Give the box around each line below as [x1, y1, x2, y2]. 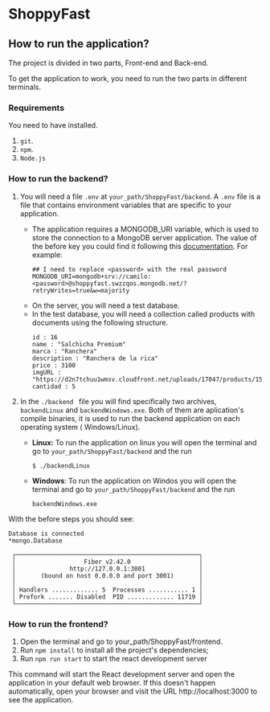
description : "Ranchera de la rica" [31, 354, 159, 362]
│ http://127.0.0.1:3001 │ [11, 564, 203, 573]
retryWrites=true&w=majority [31, 286, 130, 294]
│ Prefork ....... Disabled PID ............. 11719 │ [11, 592, 203, 601]
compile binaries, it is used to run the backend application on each [19, 413, 241, 423]
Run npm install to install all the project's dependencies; [19, 644, 209, 655]
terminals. [8, 82, 42, 92]
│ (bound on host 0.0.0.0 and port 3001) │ [11, 571, 203, 579]
